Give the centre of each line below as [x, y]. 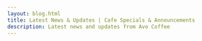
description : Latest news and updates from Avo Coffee [89, 26]
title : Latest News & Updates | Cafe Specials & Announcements [101, 20]
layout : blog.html [34, 14]
